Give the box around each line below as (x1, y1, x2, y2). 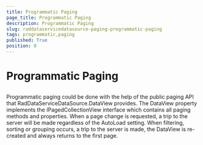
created (6, 132, 26, 140)
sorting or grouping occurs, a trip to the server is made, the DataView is (6, 126, 186, 133)
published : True (6, 37, 48, 43)
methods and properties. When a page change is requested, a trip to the (6, 113, 188, 120)
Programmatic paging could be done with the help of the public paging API (6, 93, 194, 101)
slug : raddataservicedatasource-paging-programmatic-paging (6, 26, 163, 32)
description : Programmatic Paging (6, 20, 94, 26)
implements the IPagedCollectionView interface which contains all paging (6, 106, 191, 113)
